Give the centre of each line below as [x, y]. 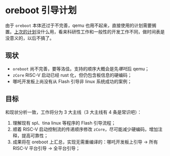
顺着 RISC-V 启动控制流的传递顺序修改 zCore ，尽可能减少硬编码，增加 [85, 129]
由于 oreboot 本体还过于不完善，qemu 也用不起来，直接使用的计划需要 [79, 25]
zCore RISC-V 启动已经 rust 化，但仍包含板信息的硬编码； [72, 75]
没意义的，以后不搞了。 [30, 38]
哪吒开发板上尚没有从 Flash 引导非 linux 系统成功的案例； [72, 81]
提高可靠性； [35, 135]
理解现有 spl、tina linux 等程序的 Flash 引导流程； [64, 123]
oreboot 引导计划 [41, 10]
